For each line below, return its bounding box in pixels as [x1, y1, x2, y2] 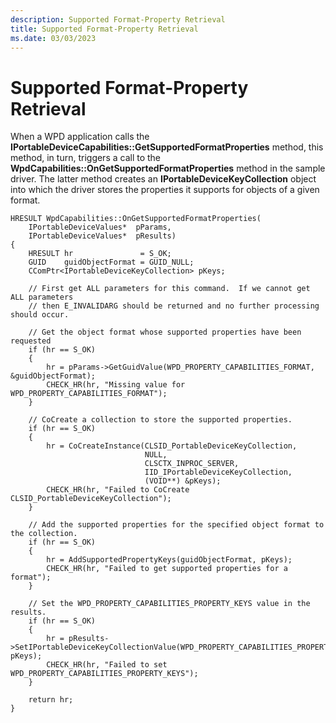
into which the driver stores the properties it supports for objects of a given [10, 184, 320, 196]
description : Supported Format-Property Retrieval [10, 14, 226, 25]
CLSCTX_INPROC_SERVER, [144, 459, 240, 469]
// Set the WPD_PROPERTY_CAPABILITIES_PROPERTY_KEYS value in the [28, 599, 311, 609]
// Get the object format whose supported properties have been [28, 327, 302, 338]
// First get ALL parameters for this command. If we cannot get [28, 284, 311, 294]
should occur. [10, 310, 70, 320]
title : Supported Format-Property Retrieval [10, 24, 199, 34]
